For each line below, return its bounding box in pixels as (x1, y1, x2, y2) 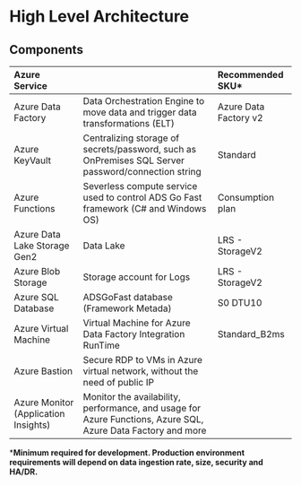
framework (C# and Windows (82, 203, 207, 214)
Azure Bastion (13, 365, 73, 377)
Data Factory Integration (82, 328, 185, 340)
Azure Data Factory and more (82, 424, 207, 437)
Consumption (218, 191, 275, 204)
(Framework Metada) (82, 302, 172, 315)
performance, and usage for (82, 402, 202, 414)
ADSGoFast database (82, 291, 173, 303)
